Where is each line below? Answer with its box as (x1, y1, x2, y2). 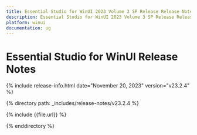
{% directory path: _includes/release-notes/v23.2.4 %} (6, 100, 140, 107)
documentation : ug (6, 25, 51, 31)
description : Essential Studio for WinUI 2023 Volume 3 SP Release (6, 14, 175, 20)
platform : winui (6, 19, 46, 25)
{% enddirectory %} (6, 123, 55, 130)
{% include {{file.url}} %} (6, 111, 67, 118)
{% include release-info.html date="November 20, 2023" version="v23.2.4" (6, 82, 190, 89)
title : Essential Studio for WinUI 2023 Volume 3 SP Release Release (6, 8, 180, 15)
